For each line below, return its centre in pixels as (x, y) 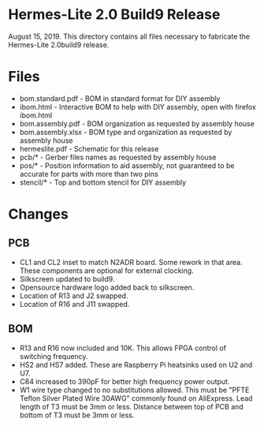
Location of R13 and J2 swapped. (74, 295)
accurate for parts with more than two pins (89, 174)
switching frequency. (54, 356)
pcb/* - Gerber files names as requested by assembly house (118, 157)
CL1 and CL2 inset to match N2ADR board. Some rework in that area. (131, 262)
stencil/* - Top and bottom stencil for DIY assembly (103, 182)
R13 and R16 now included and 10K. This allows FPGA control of (123, 348)
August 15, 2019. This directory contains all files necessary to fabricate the (129, 36)
